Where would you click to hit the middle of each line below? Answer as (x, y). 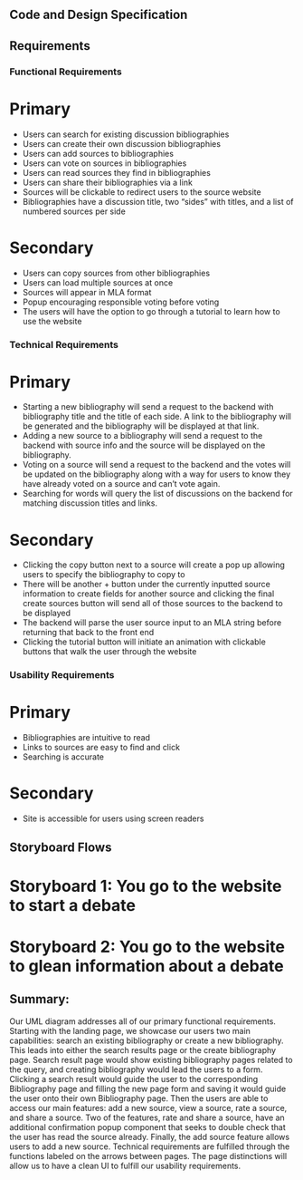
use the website (52, 321)
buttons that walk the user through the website (109, 652)
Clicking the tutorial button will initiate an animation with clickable (144, 642)
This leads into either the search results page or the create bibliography (143, 1049)
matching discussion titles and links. (90, 503)
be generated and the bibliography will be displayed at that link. (141, 426)
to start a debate (73, 905)
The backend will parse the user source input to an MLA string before (152, 623)
